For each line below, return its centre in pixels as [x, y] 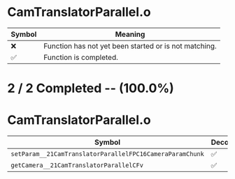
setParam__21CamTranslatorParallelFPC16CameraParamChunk [107, 154]
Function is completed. [81, 57]
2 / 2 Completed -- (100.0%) [91, 88]
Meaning [130, 34]
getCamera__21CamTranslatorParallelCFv [77, 165]
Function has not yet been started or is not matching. [130, 46]
